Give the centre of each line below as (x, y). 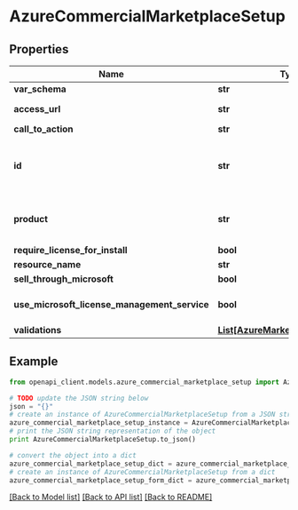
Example (34, 362)
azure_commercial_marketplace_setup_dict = (91, 464)
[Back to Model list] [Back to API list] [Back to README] (111, 497)
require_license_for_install (71, 250)
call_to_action (43, 129)
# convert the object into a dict (73, 455)
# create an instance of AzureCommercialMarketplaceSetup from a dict (142, 472)
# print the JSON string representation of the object (113, 431)
